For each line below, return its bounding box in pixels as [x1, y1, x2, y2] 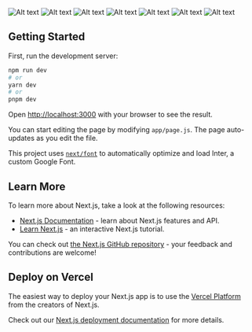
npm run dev [8, 66, 47, 74]
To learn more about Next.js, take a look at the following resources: [8, 201, 225, 210]
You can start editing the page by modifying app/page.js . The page [8, 125, 225, 135]
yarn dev [8, 81, 37, 89]
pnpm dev [8, 95, 37, 104]
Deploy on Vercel [8, 271, 94, 284]
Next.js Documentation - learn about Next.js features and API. [19, 216, 220, 225]
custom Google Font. [8, 157, 76, 167]
